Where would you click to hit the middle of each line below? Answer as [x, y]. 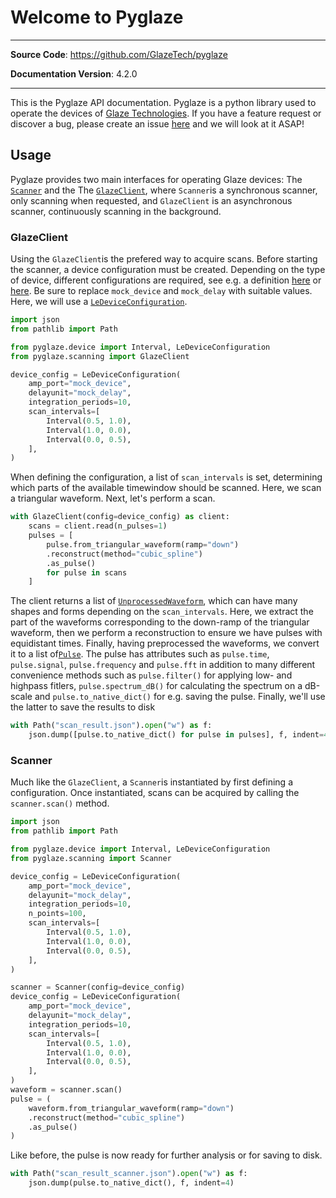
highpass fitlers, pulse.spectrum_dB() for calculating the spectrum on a [156, 686]
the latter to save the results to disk [83, 707]
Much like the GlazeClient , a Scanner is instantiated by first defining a [151, 782]
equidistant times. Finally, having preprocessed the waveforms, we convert [165, 643]
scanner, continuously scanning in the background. [116, 211]
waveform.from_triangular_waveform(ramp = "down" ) [131, 1108]
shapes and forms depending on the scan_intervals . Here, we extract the [162, 612]
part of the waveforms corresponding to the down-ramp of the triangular [160, 622]
